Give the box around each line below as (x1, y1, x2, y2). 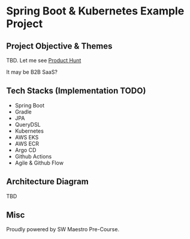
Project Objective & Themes (6, 41, 113, 51)
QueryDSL (14, 121, 41, 128)
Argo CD (14, 146, 37, 154)
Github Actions (14, 153, 52, 160)
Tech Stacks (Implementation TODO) (6, 86, 146, 96)
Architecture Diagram (6, 177, 89, 187)
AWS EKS (14, 133, 39, 141)
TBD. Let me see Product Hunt (6, 57, 82, 64)
